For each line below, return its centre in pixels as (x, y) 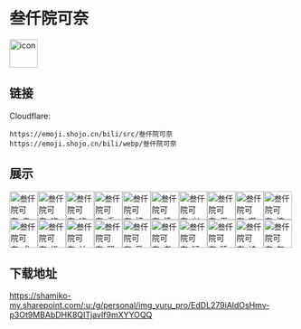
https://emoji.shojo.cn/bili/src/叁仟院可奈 (91, 134)
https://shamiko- (40, 296)
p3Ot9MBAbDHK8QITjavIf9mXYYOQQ (81, 315)
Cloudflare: (30, 116)
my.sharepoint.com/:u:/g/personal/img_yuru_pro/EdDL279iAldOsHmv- (140, 305)
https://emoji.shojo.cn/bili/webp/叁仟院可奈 (93, 144)
